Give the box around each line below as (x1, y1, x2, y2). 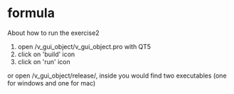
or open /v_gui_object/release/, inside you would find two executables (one (7, 71, 227, 80)
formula (7, 5, 55, 21)
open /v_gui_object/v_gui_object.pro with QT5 (17, 42, 151, 51)
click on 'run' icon (17, 57, 71, 66)
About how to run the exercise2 (7, 28, 100, 37)
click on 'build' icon (17, 50, 75, 58)
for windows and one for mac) (7, 78, 96, 87)
